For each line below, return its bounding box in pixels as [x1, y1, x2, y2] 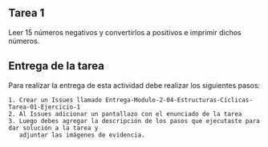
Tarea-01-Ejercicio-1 [8, 103, 81, 111]
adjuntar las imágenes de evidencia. [18, 131, 146, 139]
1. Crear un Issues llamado [8, 96, 103, 104]
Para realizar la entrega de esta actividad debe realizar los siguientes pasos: [8, 80, 261, 90]
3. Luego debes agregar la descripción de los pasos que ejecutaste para [8, 117, 261, 125]
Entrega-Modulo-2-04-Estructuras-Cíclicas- [105, 96, 253, 104]
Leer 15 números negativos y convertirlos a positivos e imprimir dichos [8, 27, 242, 37]
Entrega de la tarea [8, 59, 105, 73]
